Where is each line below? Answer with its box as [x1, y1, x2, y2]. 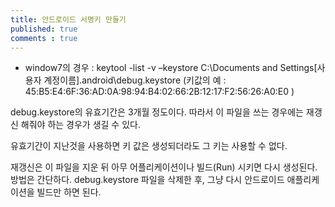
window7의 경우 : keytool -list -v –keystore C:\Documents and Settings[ [24, 62, 318, 74]
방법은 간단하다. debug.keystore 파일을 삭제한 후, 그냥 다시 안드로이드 [10, 174, 285, 186]
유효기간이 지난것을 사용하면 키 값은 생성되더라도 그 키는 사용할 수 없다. [10, 140, 288, 152]
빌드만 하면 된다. [36, 186, 102, 198]
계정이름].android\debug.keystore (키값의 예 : [43, 74, 227, 86]
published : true [10, 24, 78, 34]
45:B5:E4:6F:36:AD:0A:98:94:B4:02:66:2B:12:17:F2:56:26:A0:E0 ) [24, 86, 295, 98]
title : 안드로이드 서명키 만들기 [10, 14, 127, 25]
